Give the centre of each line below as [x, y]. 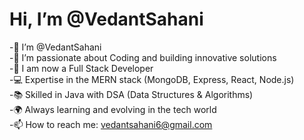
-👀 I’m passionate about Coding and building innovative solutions [143, 57]
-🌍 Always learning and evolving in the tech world [113, 109]
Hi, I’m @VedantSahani [106, 19]
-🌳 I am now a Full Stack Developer [81, 68]
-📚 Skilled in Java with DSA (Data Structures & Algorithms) [131, 94]
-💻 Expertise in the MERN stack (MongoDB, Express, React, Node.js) [152, 79]
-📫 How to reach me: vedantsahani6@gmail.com [111, 124]
